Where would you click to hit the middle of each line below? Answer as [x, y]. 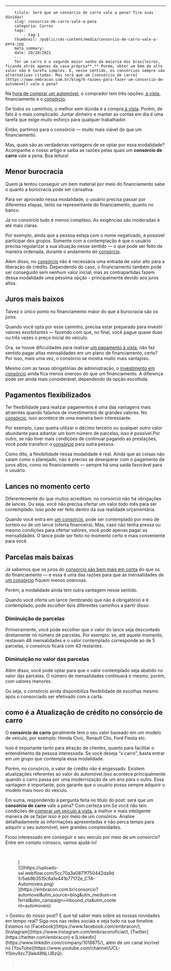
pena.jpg [15, 44]
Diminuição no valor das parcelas [47, 659]
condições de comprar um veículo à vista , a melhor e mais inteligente [78, 811]
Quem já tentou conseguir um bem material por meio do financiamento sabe [85, 184]
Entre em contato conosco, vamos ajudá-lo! [51, 842]
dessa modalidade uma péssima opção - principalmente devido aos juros [82, 277]
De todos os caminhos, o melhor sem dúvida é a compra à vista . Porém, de [84, 109]
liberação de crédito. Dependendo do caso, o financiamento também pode [83, 267]
